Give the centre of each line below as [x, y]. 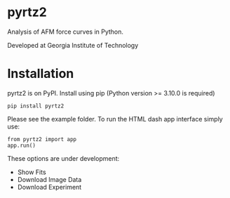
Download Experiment [49, 187]
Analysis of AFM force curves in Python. [66, 32]
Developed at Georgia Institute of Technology [73, 45]
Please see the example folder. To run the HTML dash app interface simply [115, 119]
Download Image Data [49, 179]
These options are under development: [63, 158]
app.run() [22, 145]
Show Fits [32, 172]
